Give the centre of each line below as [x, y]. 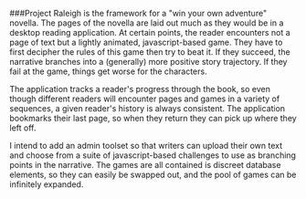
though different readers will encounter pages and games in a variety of [145, 99]
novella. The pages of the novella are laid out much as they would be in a [147, 23]
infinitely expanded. [47, 184]
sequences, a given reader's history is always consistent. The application [148, 108]
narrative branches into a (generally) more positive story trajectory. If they [148, 62]
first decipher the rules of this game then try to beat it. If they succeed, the [150, 52]
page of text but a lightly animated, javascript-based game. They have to [146, 42]
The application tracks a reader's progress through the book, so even [140, 89]
